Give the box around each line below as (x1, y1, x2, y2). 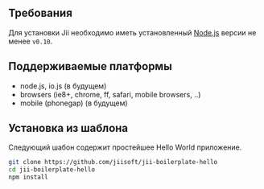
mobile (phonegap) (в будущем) (19, 98, 128, 108)
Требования (8, 6, 72, 20)
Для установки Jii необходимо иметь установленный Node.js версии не (8, 27, 257, 37)
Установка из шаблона (8, 121, 129, 135)
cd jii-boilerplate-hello (8, 166, 95, 174)
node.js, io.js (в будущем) (19, 80, 107, 91)
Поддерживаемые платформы (8, 60, 173, 73)
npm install (8, 173, 48, 182)
